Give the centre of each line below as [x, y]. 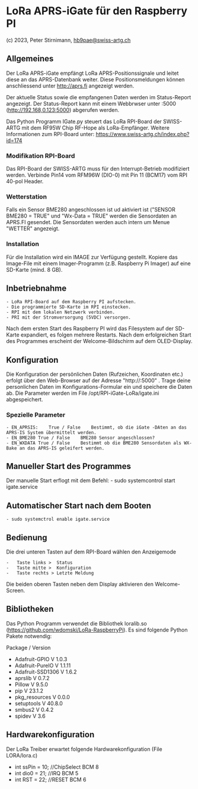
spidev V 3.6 [30, 716]
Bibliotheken [30, 609]
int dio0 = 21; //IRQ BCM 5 [47, 773]
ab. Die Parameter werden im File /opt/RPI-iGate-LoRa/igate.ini [83, 393]
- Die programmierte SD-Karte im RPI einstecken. [69, 307]
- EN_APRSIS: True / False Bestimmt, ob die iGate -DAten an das [96, 427]
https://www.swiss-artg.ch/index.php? [143, 134]
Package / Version [28, 647]
